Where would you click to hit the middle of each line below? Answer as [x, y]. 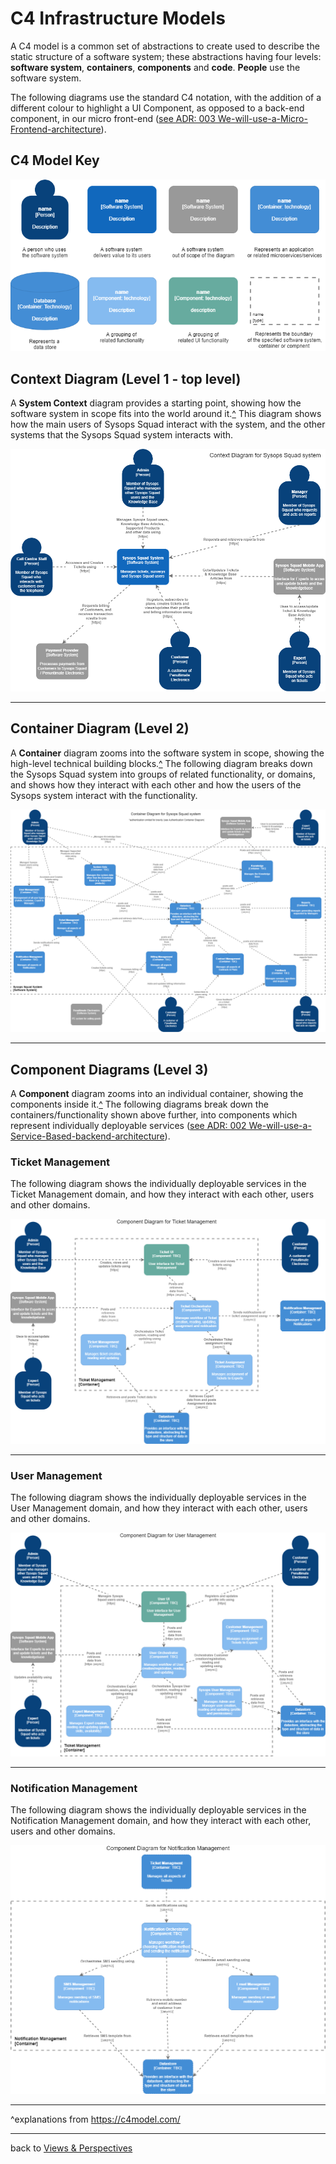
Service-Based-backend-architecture [87, 1136]
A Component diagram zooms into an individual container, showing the [157, 1093]
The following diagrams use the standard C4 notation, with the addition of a [166, 97]
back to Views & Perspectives [71, 2148]
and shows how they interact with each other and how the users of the [156, 784]
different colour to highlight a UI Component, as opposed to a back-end [157, 108]
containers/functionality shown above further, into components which [154, 1114]
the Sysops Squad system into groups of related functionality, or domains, [163, 774]
